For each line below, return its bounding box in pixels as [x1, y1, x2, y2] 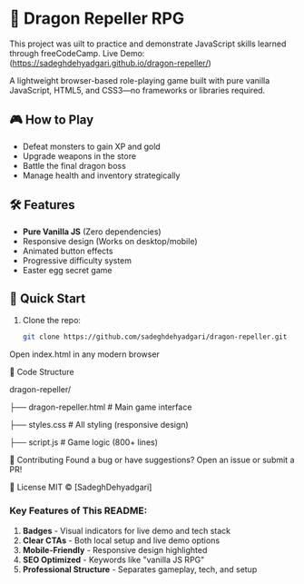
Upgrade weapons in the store [22, 150, 137, 162]
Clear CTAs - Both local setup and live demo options [22, 535, 221, 546]
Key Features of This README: [9, 504, 148, 517]
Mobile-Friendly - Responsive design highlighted [22, 544, 208, 555]
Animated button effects [22, 245, 113, 256]
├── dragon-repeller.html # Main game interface [9, 401, 192, 412]
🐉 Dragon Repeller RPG [9, 8, 184, 29]
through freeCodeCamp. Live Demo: [9, 47, 145, 58]
